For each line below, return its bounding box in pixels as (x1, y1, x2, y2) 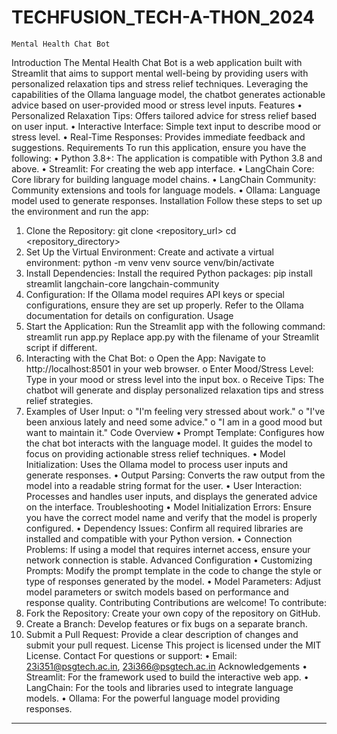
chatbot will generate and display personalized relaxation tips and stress (25, 384, 324, 396)
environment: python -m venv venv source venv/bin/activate (25, 256, 275, 268)
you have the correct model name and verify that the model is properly (25, 511, 318, 523)
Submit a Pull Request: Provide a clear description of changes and (25, 628, 299, 640)
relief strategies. (25, 394, 94, 406)
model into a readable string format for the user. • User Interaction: (25, 479, 303, 491)
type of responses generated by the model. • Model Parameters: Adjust (25, 575, 322, 587)
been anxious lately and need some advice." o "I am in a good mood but (25, 416, 323, 428)
